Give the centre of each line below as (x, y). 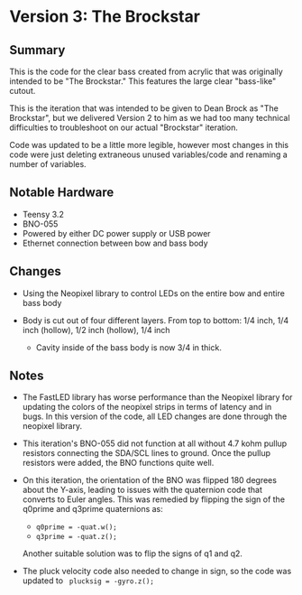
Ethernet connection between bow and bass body (115, 243)
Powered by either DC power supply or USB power (116, 233)
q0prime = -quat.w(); (76, 527)
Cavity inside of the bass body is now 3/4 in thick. (129, 347)
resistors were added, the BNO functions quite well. (118, 463)
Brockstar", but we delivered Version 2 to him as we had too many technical (150, 118)
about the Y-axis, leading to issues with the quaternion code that (142, 490)
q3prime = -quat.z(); (76, 537)
